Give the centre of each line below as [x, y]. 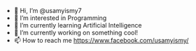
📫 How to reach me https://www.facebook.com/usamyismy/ [101, 40]
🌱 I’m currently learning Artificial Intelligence [78, 25]
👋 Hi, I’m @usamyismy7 [48, 11]
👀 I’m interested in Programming [60, 18]
